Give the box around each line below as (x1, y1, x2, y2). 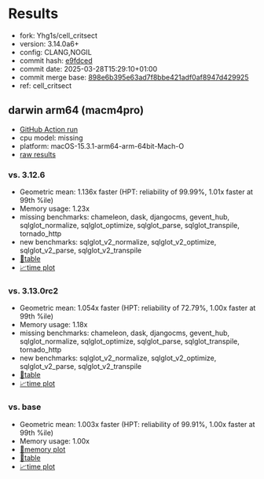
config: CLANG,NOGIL (19, 47, 92, 57)
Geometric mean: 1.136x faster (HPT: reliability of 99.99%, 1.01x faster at (19, 187, 254, 197)
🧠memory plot (19, 444, 66, 454)
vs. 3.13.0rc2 (8, 285, 59, 296)
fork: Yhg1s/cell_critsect (19, 31, 98, 40)
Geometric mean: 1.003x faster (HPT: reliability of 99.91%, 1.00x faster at (19, 419, 255, 429)
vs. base (8, 402, 42, 413)
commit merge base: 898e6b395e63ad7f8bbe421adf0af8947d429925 (19, 72, 249, 82)
